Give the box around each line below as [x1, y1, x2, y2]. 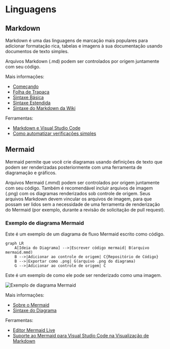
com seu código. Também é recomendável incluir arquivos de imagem [5, 185, 153, 191]
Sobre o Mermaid [12, 302, 50, 308]
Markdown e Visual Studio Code [12, 125, 81, 131]
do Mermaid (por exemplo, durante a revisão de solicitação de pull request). [5, 206, 165, 213]
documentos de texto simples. [5, 49, 69, 54]
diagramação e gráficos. [5, 170, 57, 176]
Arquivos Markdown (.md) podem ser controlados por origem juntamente [5, 58, 159, 64]
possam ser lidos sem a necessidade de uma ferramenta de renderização [5, 201, 160, 207]
